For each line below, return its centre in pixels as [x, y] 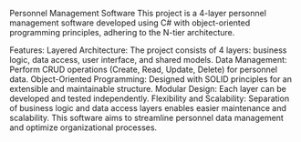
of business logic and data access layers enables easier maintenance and [148, 108]
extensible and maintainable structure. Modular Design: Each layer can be [148, 89]
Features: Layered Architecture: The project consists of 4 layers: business [148, 50]
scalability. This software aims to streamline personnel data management [147, 118]
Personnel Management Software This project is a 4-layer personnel [138, 13]
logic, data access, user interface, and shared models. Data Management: [148, 60]
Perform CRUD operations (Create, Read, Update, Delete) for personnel [144, 69]
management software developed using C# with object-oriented [130, 23]
